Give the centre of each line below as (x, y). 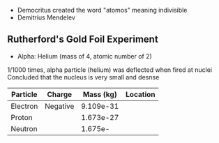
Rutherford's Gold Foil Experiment (83, 39)
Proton (22, 117)
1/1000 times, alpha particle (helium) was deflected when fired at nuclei (110, 70)
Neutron (24, 128)
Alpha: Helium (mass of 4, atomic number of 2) (84, 56)
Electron (24, 106)
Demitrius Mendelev (46, 17)
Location (140, 94)
